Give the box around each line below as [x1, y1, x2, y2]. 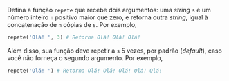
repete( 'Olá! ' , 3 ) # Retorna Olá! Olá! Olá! [7, 34, 140, 41]
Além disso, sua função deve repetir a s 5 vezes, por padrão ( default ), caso [7, 46, 223, 55]
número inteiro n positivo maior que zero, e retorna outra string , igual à [7, 13, 209, 21]
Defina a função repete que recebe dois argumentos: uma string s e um [7, 6, 211, 14]
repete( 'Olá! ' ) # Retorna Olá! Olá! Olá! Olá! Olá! [7, 67, 163, 74]
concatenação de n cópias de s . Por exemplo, [7, 21, 137, 28]
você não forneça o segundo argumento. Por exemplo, [7, 53, 163, 62]
